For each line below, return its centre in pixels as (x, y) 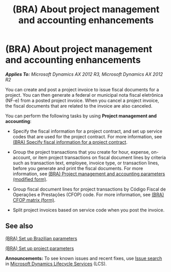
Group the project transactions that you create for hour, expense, (81, 152)
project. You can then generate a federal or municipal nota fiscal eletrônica (84, 95)
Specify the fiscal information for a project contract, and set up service (88, 131)
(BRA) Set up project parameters (40, 248)
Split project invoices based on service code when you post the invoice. (89, 210)
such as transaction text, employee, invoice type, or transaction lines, (86, 163)
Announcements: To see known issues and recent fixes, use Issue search (84, 258)
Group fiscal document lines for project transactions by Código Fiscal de (89, 189)
